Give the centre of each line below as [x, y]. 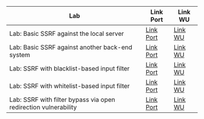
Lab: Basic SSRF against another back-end [71, 47]
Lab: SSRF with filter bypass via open [62, 100]
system [20, 55]
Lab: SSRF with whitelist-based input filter [70, 86]
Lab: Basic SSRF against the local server [67, 34]
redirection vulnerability [43, 107]
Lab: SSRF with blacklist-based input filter [70, 68]
